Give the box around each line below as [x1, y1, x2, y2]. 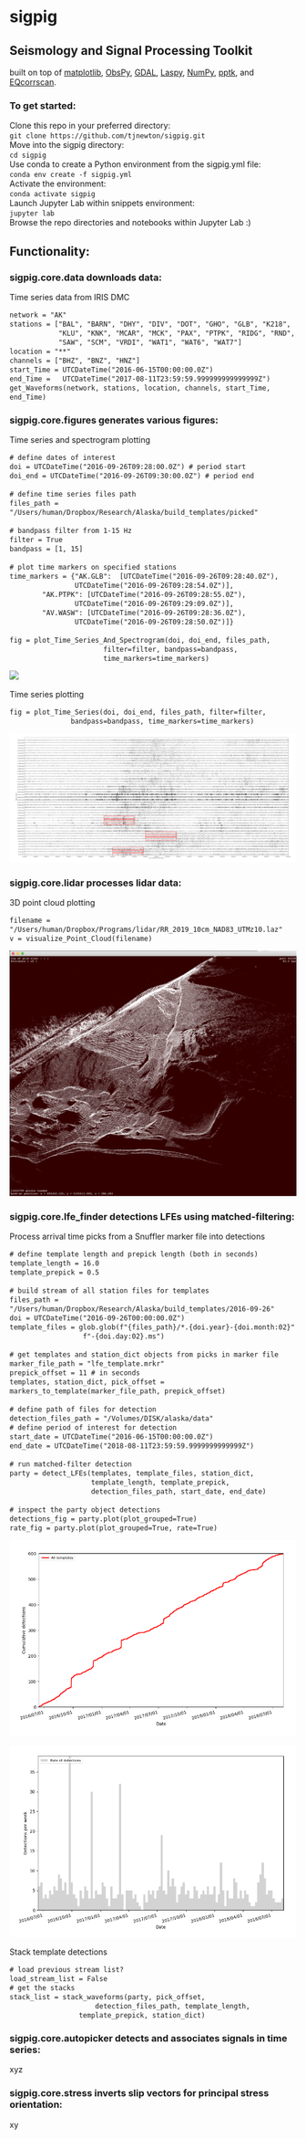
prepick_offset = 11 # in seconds [9, 1368, 141, 1378]
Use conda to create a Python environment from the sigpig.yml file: [9, 159, 261, 170]
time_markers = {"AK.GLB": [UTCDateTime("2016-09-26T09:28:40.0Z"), [9, 572, 280, 582]
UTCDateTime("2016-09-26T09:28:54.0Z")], [74, 582, 234, 591]
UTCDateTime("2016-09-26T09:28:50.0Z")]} [74, 618, 234, 627]
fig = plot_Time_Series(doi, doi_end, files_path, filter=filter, [9, 708, 267, 718]
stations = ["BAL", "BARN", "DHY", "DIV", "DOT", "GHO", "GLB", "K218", [9, 320, 291, 329]
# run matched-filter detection [9, 1459, 132, 1469]
